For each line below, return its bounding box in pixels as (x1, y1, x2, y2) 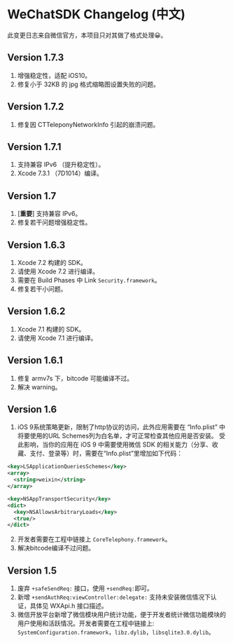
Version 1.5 (7, 564, 57, 576)
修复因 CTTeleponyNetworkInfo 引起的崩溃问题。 (17, 120, 160, 128)
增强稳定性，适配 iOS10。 (17, 71, 92, 79)
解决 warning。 (17, 383, 62, 391)
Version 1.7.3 (7, 52, 64, 64)
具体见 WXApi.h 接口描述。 (29, 602, 108, 610)
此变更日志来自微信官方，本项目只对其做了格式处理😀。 (7, 31, 167, 39)
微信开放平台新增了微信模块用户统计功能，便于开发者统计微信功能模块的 (17, 611, 226, 619)
